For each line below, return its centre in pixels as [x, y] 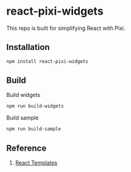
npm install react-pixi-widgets [47, 61]
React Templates [36, 163]
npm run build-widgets [35, 106]
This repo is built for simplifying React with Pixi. [66, 28]
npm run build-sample [34, 129]
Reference [27, 148]
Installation [28, 47]
